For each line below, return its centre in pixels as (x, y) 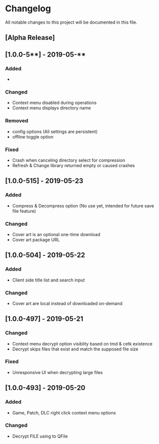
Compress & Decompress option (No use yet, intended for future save (83, 205)
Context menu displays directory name (51, 108)
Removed (17, 121)
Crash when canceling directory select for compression (69, 160)
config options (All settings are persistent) (55, 132)
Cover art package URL (36, 239)
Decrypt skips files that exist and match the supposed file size (75, 349)
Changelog (28, 9)
